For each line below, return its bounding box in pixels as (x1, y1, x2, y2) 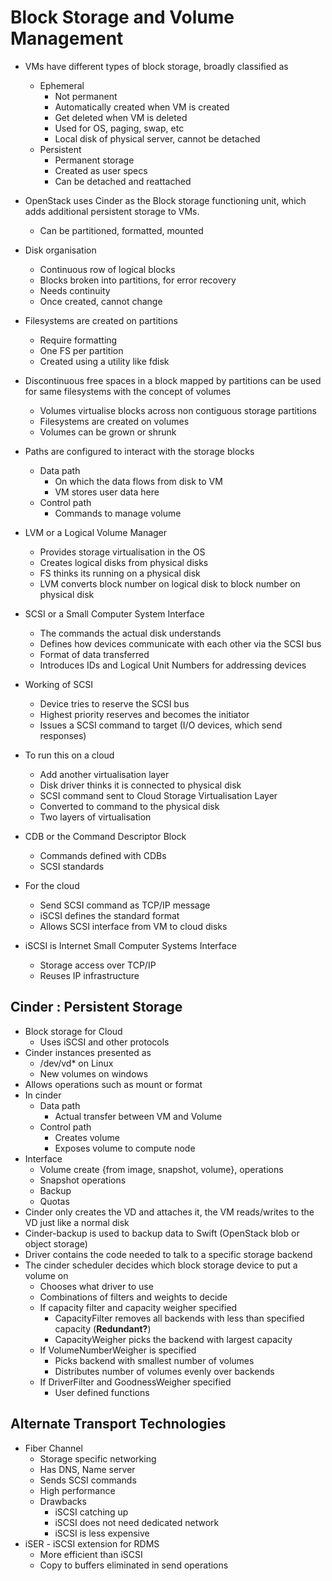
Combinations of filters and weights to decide (39, 1291, 228, 1303)
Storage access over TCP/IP (39, 959, 157, 971)
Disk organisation (24, 244, 97, 256)
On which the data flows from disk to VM (54, 475, 223, 487)
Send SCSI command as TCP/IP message (39, 899, 211, 911)
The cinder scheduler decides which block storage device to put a (24, 1259, 298, 1271)
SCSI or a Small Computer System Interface (24, 607, 205, 620)
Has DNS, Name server (39, 1463, 136, 1475)
